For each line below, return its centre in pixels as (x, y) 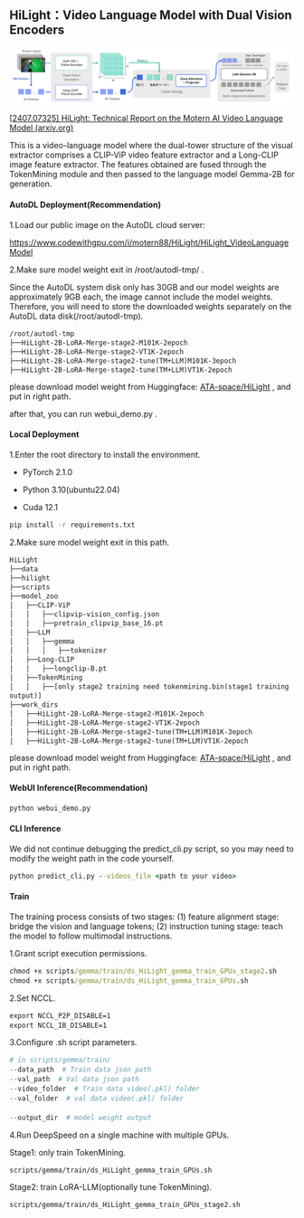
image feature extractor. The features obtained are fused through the (138, 165)
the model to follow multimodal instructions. (91, 936)
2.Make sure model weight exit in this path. (90, 542)
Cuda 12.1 (40, 507)
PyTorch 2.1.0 (47, 471)
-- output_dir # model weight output (81, 1118)
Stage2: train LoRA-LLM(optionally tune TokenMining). (111, 1187)
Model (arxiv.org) (42, 128)
